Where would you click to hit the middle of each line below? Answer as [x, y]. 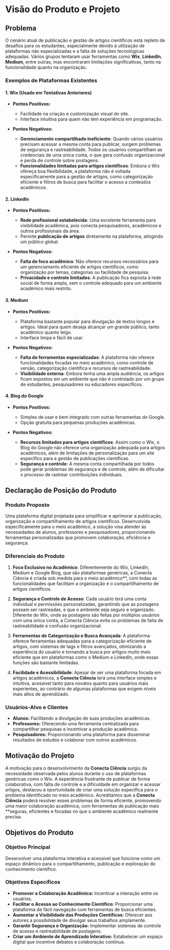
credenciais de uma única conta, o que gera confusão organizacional [93, 155]
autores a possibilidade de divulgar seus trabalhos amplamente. [79, 920]
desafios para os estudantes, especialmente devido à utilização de [75, 46]
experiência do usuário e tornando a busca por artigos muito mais [81, 652]
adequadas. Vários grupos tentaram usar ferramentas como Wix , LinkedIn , [84, 56]
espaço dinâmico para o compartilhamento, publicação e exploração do [80, 864]
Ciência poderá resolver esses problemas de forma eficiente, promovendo [83, 800]
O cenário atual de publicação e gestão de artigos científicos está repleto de [85, 40]
